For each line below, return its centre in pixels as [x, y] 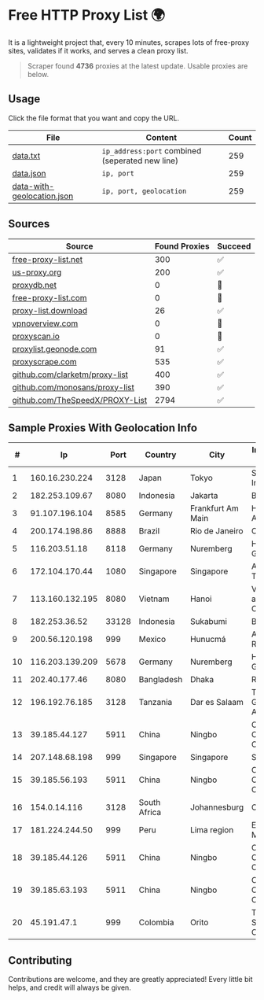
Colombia [156, 923]
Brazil [149, 531]
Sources [29, 224]
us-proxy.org [37, 272]
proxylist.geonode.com [55, 349]
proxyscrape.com [44, 361]
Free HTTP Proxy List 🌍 [87, 15]
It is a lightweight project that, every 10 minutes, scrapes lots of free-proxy [129, 42]
